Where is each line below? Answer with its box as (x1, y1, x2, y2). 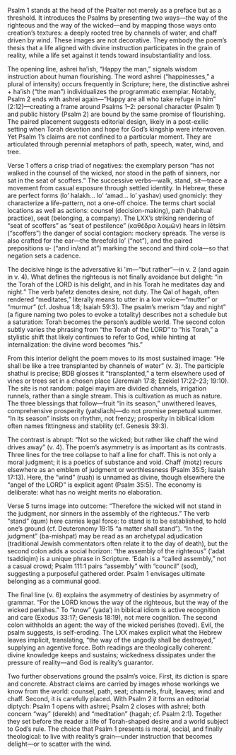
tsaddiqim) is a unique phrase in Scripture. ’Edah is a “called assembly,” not (7, 555, 227, 563)
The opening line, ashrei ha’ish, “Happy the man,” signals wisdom (7, 65, 198, 73)
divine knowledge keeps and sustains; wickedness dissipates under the (7, 651, 216, 659)
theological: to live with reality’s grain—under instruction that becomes (7, 732, 213, 740)
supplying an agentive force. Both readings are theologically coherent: (7, 643, 212, 652)
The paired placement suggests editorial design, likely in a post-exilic (7, 117, 209, 126)
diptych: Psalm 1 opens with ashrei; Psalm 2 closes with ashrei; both (7, 702, 206, 710)
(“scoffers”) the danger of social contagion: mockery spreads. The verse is (7, 229, 225, 237)
